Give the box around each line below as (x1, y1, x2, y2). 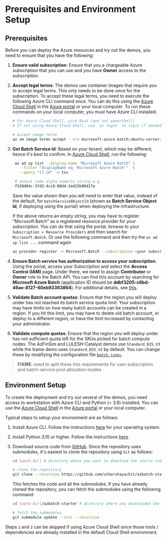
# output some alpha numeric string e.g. (14, 179, 102, 184)
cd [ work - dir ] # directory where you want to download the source (12, 458, 153, 463)
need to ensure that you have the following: (5, 52, 94, 58)
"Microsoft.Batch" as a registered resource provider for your (12, 218, 136, 224)
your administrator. (12, 321, 51, 327)
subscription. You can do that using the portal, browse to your (12, 223, 139, 229)
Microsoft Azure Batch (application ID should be (12, 279, 113, 285)
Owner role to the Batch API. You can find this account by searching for (12, 274, 159, 280)
